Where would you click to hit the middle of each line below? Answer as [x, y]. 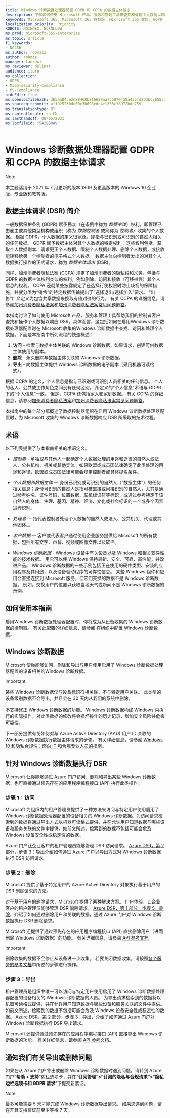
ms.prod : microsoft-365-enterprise [43, 33]
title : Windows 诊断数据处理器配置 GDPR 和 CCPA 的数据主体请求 [68, 10]
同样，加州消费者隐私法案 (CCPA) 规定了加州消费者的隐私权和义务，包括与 [83, 273]
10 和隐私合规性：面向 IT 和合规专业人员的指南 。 [56, 746]
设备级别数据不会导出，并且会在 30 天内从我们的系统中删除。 [69, 698]
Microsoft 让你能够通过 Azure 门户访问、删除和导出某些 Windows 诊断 [78, 777]
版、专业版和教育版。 [27, 194]
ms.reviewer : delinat [28, 66]
